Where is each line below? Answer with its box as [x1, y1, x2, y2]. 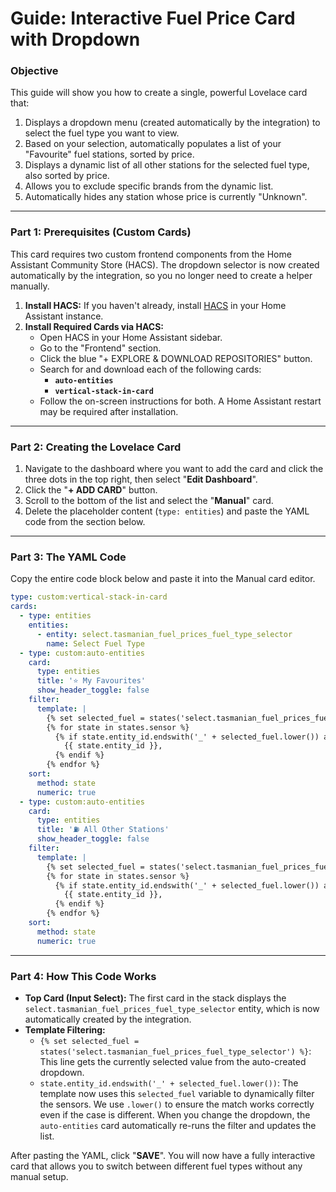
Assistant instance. [24, 310, 104, 322]
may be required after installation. [39, 405, 179, 417]
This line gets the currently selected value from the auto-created [39, 1055, 307, 1067]
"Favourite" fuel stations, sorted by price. [24, 148, 195, 161]
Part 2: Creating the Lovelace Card [10, 440, 182, 454]
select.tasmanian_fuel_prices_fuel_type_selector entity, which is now [24, 1002, 320, 1014]
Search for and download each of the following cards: [39, 363, 262, 375]
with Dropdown [10, 28, 141, 51]
